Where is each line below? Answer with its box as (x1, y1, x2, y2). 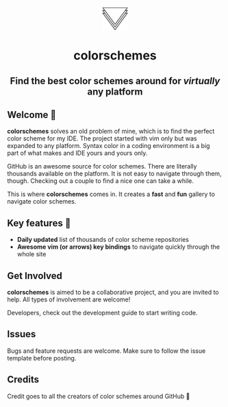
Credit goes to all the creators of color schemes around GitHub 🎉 (7, 392, 190, 400)
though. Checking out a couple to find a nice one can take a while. (7, 177, 194, 185)
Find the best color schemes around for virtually (10, 75, 220, 86)
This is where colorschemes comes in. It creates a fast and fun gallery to (7, 190, 216, 199)
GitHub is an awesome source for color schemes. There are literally (7, 162, 197, 171)
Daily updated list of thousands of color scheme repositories (16, 236, 190, 244)
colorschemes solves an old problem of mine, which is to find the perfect (7, 127, 215, 136)
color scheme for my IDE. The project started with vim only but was (7, 134, 197, 143)
